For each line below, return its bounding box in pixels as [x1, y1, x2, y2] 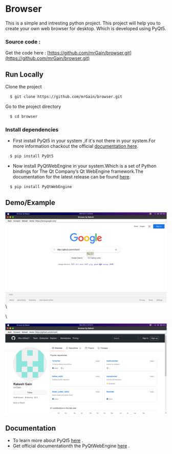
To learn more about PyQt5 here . [12, 438, 83, 444]
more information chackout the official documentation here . [12, 143, 139, 149]
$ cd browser [10, 113, 38, 119]
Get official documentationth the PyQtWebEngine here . [12, 443, 130, 449]
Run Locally [5, 70, 44, 79]
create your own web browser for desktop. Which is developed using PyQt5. [5, 25, 166, 31]
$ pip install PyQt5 [10, 154, 54, 159]
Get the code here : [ [5, 50, 49, 56]
